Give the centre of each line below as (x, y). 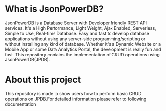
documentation (21, 104)
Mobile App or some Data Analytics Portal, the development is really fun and (83, 49)
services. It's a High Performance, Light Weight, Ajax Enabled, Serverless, (81, 28)
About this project (43, 80)
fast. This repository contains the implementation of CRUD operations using (82, 54)
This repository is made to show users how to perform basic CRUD (73, 93)
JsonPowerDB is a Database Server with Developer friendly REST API (76, 23)
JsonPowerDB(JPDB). (28, 59)
